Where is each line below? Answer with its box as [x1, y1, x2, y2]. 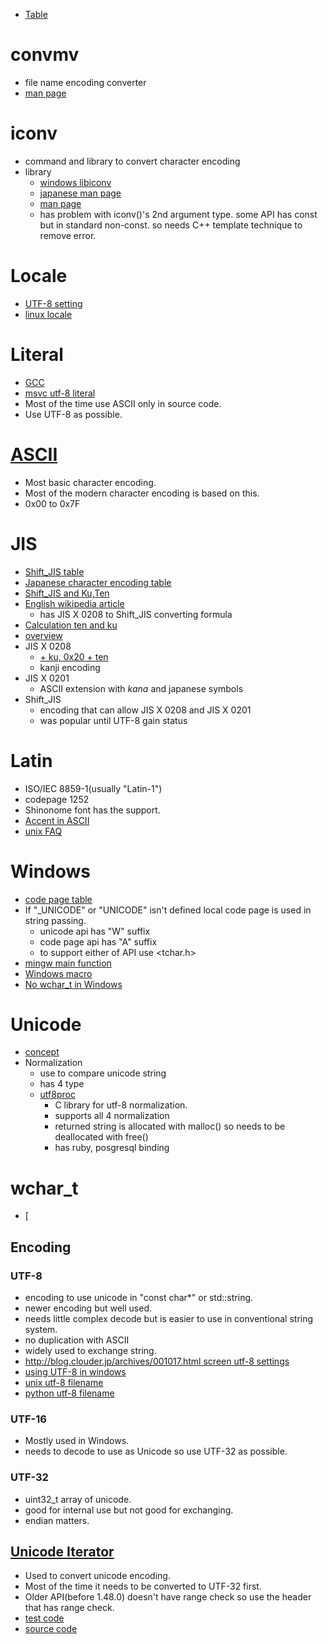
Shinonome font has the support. [24, 804, 161, 816]
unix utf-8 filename [24, 1377, 104, 1389]
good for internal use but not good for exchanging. [24, 1504, 234, 1516]
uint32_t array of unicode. [24, 1493, 132, 1505]
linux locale [24, 308, 73, 320]
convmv [10, 44, 80, 66]
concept [24, 1046, 60, 1058]
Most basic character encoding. [24, 476, 157, 488]
